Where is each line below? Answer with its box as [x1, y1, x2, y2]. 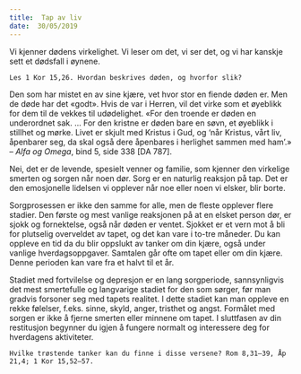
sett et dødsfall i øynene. [9, 56, 101, 66]
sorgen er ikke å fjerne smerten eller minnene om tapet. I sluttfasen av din [9, 312, 282, 323]
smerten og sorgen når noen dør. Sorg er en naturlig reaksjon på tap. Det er [9, 172, 288, 184]
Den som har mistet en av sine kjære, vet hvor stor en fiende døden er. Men [9, 89, 288, 100]
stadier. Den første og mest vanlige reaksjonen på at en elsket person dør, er [9, 209, 292, 220]
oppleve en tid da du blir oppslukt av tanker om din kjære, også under [9, 238, 266, 248]
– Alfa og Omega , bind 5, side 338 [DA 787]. [9, 145, 173, 157]
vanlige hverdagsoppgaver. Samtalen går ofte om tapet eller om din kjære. [9, 248, 283, 258]
